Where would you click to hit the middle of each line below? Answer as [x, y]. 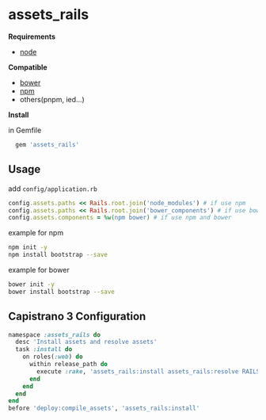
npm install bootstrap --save [58, 255]
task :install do [44, 349]
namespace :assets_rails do [55, 334]
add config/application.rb [53, 189]
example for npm [36, 233]
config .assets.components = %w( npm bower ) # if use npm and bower [120, 218]
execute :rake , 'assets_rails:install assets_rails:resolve [138, 371]
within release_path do [68, 365]
